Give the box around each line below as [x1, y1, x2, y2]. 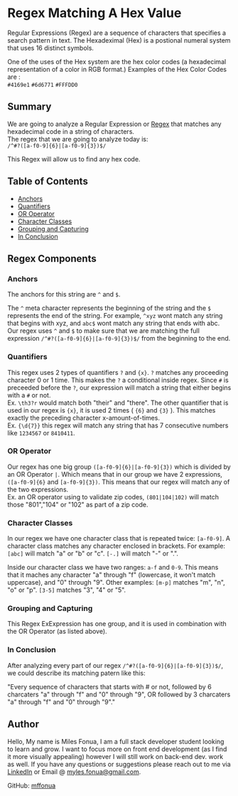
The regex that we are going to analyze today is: [7, 134, 148, 143]
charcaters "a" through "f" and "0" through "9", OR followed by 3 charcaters [7, 690, 231, 699]
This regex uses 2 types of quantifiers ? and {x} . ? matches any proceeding [7, 368, 229, 376]
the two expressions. [7, 485, 69, 494]
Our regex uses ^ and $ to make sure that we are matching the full [7, 327, 200, 335]
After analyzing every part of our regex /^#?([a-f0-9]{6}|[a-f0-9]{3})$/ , [7, 661, 224, 669]
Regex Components [7, 253, 97, 265]
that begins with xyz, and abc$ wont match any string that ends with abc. [7, 319, 220, 328]
